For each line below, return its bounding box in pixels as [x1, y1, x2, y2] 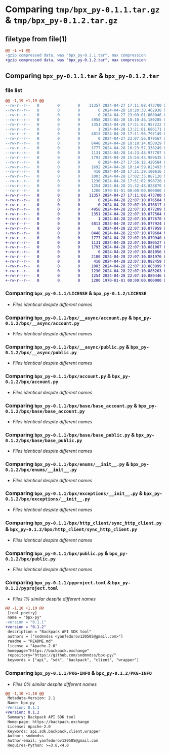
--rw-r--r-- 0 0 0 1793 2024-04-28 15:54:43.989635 [5, 155, 162, 160]
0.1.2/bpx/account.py [5, 379, 59, 385]
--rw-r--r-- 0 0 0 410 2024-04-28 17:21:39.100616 [5, 169, 162, 174]
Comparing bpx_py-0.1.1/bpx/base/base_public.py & [5, 431, 135, 438]
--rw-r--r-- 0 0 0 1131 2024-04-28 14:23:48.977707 [5, 150, 162, 155]
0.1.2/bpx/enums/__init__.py [5, 467, 77, 473]
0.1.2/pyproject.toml [5, 585, 59, 591]
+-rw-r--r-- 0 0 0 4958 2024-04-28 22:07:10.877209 [5, 207, 162, 212]
